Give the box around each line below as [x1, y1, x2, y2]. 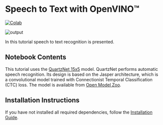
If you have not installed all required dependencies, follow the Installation [5, 109, 153, 115]
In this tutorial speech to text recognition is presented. [5, 38, 114, 45]
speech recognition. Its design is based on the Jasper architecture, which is [5, 71, 159, 77]
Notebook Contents [5, 53, 66, 62]
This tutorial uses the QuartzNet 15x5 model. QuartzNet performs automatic [5, 66, 158, 72]
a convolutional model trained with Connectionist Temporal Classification [5, 76, 153, 82]
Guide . [5, 114, 19, 120]
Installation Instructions [5, 96, 80, 104]
